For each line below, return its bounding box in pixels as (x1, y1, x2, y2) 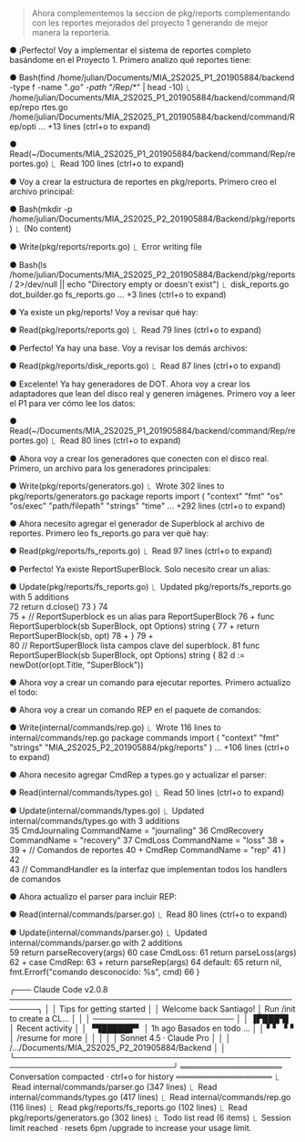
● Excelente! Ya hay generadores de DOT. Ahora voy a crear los (9, 378, 250, 389)
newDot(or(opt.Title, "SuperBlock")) (9, 660, 144, 670)
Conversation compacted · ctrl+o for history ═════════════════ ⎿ (9, 1071, 280, 1082)
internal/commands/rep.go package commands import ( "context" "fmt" (9, 733, 280, 743)
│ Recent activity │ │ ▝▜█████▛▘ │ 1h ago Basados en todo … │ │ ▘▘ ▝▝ (9, 1023, 294, 1034)
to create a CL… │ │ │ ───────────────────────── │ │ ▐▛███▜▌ (9, 1013, 291, 1024)
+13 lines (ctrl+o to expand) (46, 121, 151, 131)
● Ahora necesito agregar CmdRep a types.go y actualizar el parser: (9, 769, 267, 780)
